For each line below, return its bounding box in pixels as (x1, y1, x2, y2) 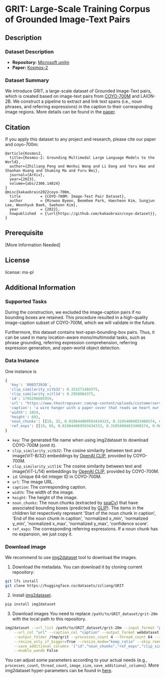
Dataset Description (5, 48, 54, 55)
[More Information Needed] (5, 242, 60, 248)
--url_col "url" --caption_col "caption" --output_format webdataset (14, 630, 160, 635)
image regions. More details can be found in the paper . (5, 109, 116, 115)
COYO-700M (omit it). (12, 442, 56, 448)
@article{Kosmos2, (5, 151, 43, 156)
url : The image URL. (12, 479, 54, 485)
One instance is (5, 368, 37, 374)
